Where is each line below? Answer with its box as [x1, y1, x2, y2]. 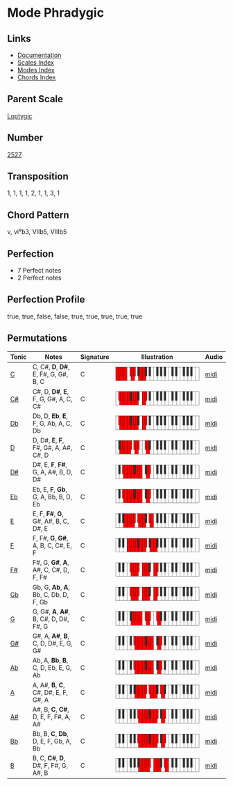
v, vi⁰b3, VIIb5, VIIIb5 [7, 227, 67, 236]
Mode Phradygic [7, 5, 105, 21]
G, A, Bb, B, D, [32, 492, 73, 501]
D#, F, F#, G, [32, 762, 68, 770]
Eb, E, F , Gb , [32, 485, 67, 493]
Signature [80, 353, 110, 361]
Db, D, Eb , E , [32, 412, 68, 420]
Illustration [141, 353, 173, 361]
